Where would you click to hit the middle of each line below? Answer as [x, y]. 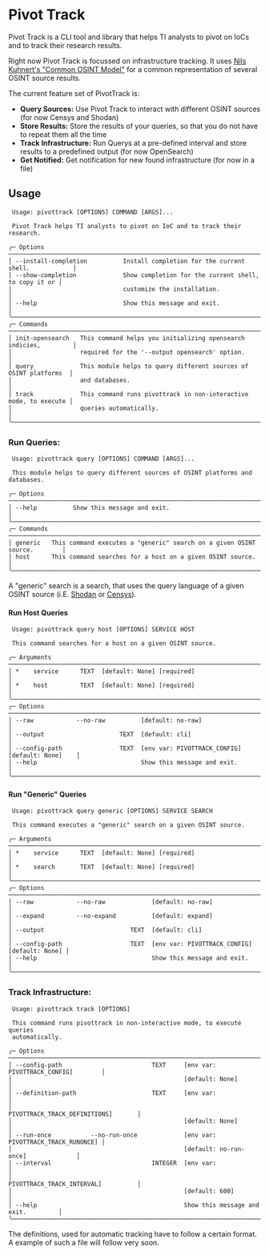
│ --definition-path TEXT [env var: [112, 1093]
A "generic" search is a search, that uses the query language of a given [126, 586]
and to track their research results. [65, 45]
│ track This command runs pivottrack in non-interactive [128, 394]
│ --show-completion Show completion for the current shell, [134, 275]
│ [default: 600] [121, 1191]
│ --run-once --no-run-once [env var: [112, 1135]
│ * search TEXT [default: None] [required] [102, 867]
